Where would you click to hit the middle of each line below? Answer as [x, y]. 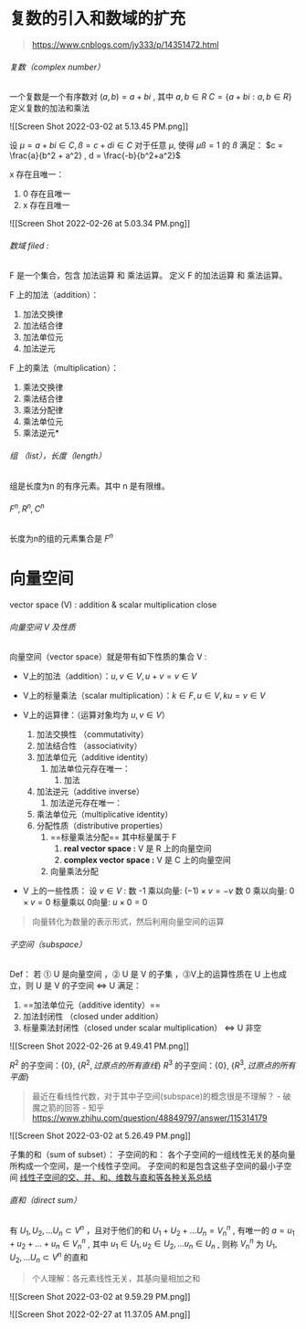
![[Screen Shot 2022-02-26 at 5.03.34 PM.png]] [100, 224]
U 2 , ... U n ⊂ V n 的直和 [49, 1258]
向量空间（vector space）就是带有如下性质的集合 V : [108, 657]
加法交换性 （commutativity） [92, 734]
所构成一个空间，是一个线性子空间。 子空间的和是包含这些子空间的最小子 [147, 1166]
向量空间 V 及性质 [42, 627]
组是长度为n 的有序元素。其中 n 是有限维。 [90, 486]
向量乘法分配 [74, 871]
